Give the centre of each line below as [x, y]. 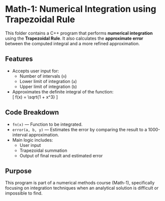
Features [19, 59]
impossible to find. [24, 193]
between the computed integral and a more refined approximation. [73, 43]
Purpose [18, 171]
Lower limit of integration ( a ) [48, 81]
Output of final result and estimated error [61, 155]
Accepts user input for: [35, 71]
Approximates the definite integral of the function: [63, 91]
